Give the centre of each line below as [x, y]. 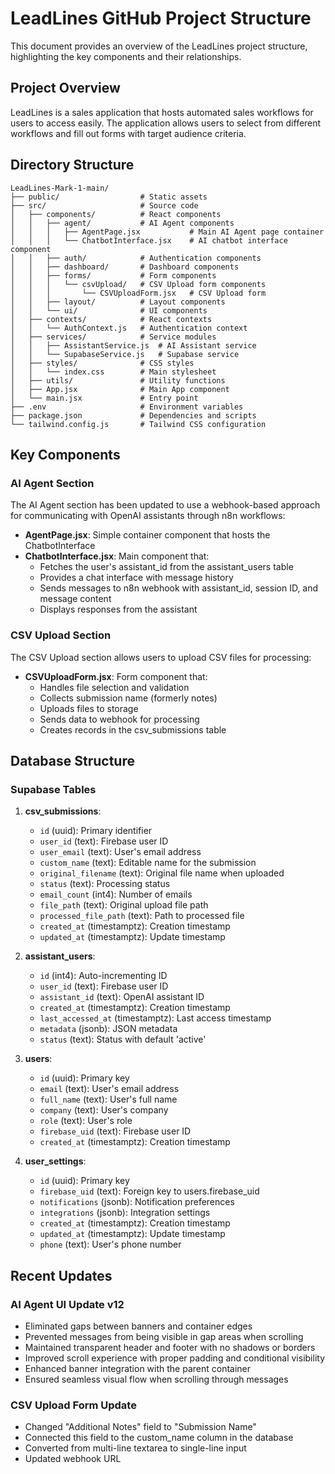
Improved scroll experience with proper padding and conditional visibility [175, 1358]
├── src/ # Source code [104, 205]
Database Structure [72, 760]
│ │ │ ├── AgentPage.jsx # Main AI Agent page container [167, 232]
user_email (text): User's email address [120, 852]
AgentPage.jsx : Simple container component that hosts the [147, 535]
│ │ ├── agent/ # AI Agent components [122, 223]
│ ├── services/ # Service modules [113, 337]
